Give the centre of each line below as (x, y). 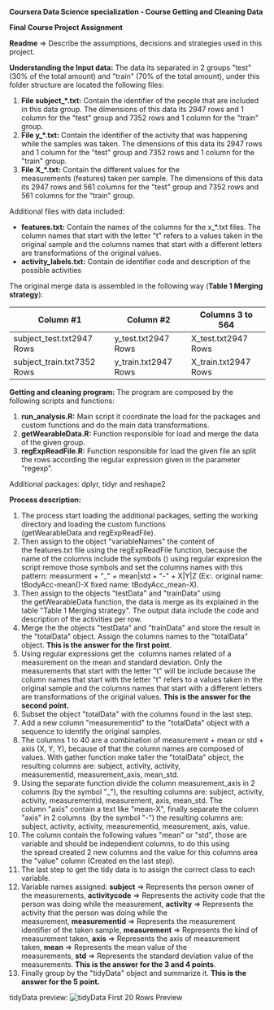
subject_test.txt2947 (53, 338)
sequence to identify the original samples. (91, 731)
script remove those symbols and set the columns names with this (132, 567)
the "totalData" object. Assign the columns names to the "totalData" (135, 636)
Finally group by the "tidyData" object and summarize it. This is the (134, 973)
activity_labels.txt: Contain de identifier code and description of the (136, 262)
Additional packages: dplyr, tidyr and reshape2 (87, 484)
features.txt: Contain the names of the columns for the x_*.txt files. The (141, 227)
